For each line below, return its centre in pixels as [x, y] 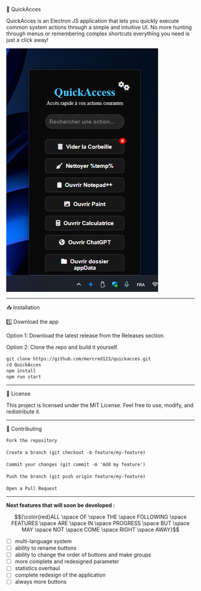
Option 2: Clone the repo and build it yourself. [62, 347]
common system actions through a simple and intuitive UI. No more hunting [99, 27]
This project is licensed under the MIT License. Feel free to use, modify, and [100, 405]
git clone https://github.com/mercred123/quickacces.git [79, 359]
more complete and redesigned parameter [67, 562]
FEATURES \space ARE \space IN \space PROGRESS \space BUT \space [100, 523]
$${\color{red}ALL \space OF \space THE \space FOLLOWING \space [100, 517]
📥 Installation [23, 307]
